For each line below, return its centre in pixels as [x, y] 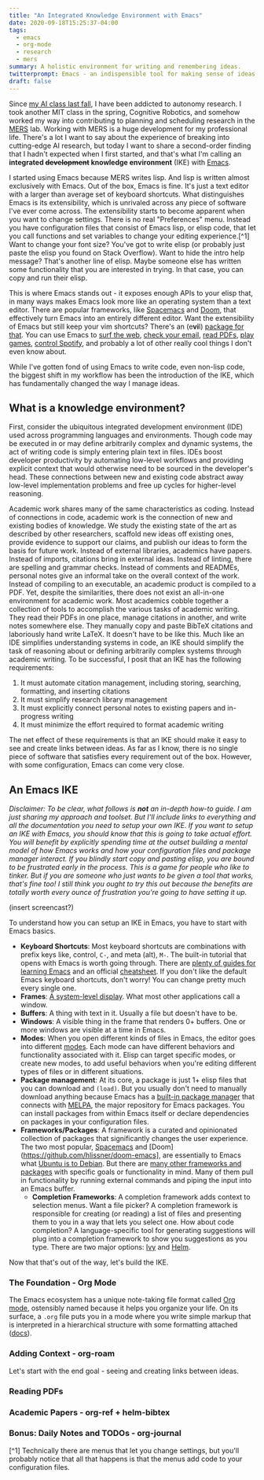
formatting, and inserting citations [75, 691]
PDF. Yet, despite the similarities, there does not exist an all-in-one [117, 593]
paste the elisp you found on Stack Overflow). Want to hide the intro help [127, 252]
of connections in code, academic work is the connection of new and [121, 517]
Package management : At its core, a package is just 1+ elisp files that [133, 1080]
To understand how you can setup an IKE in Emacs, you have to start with [128, 923]
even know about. [38, 352]
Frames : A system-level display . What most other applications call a [130, 996]
